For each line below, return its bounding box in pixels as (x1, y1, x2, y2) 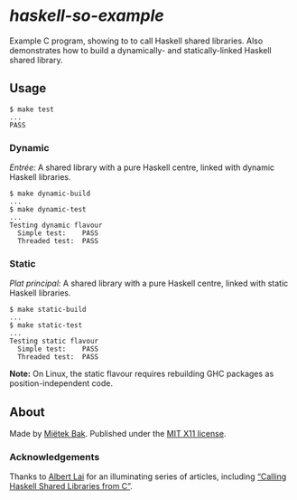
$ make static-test (9, 321, 83, 330)
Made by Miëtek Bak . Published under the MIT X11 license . (9, 429, 227, 439)
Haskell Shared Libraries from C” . (9, 481, 133, 492)
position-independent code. (9, 378, 113, 389)
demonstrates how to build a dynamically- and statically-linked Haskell (9, 44, 273, 55)
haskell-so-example (9, 5, 164, 26)
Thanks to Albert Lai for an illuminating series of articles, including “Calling (9, 471, 287, 482)
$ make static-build (9, 305, 88, 315)
